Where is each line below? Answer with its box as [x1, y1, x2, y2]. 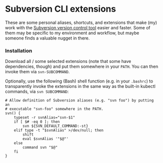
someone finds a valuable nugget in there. [5, 35, 90, 41]
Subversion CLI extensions [5, 3, 116, 15]
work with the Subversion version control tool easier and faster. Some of [5, 24, 150, 30]
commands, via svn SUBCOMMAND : [5, 89, 69, 95]
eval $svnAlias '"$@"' [22, 137, 69, 142]
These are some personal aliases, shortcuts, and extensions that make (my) [5, 20, 157, 25]
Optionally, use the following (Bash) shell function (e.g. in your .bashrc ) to [5, 78, 153, 84]
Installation [5, 47, 33, 54]
